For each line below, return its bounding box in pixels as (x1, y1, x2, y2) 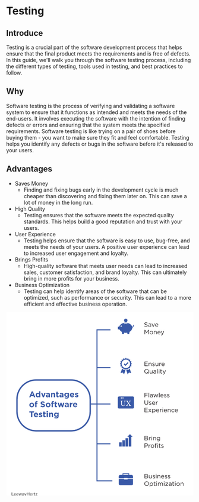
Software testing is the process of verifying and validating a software (6, 102, 175, 109)
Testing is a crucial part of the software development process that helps (6, 44, 182, 51)
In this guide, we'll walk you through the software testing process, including (6, 57, 191, 63)
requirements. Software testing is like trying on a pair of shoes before (6, 127, 176, 135)
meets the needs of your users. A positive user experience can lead (23, 243, 189, 250)
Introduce (6, 28, 43, 38)
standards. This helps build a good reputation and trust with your (23, 218, 182, 225)
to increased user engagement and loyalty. (23, 250, 129, 257)
